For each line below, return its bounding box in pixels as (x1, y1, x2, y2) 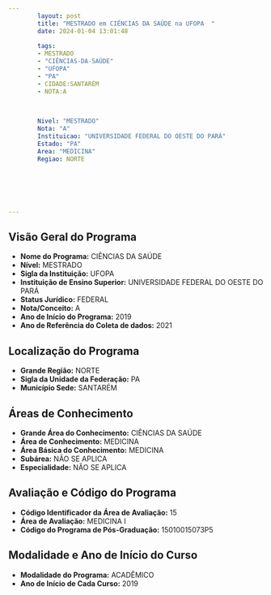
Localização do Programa (8, 344, 140, 358)
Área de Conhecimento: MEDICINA (19, 437, 139, 446)
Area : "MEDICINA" (37, 147, 95, 155)
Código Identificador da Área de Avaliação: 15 (19, 507, 178, 517)
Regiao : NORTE (37, 155, 85, 163)
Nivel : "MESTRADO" (37, 117, 100, 126)
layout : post (37, 11, 82, 20)
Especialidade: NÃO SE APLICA (19, 463, 127, 472)
